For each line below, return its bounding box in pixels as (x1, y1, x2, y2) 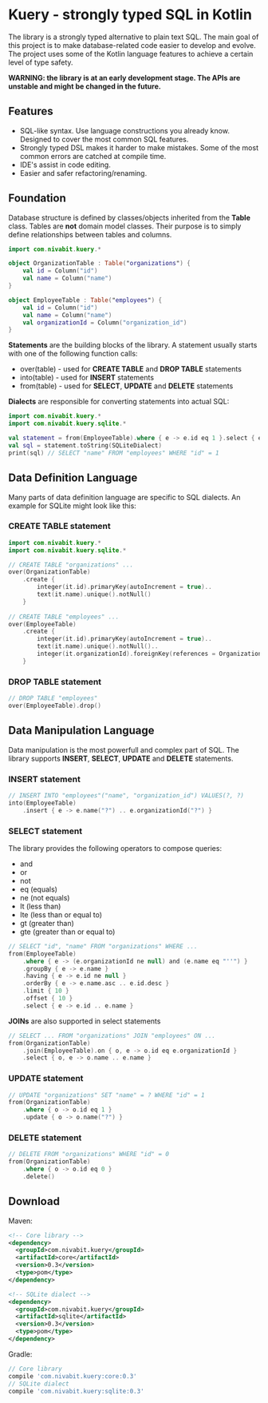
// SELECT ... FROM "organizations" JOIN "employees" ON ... (8, 1031, 216, 1039)
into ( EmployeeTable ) (8, 799, 77, 807)
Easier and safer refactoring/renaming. (19, 168, 148, 177)
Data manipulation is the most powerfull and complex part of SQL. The (8, 745, 239, 754)
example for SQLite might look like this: (8, 501, 137, 511)
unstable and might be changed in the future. (8, 81, 161, 91)
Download (8, 1194, 60, 1208)
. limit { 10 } (22, 987, 69, 996)
